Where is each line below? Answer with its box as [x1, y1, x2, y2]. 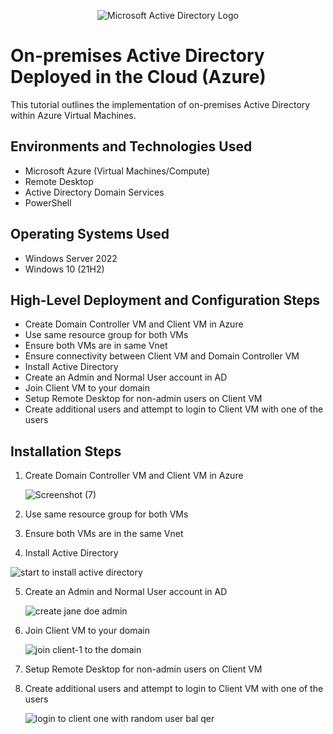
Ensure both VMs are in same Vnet [24, 340, 168, 352]
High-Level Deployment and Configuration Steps [10, 291, 321, 309]
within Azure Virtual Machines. [10, 109, 137, 121]
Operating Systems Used [10, 226, 170, 243]
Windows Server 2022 [24, 252, 118, 264]
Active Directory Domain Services [24, 186, 165, 198]
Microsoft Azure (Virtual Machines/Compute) [24, 165, 211, 177]
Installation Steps [10, 443, 122, 460]
